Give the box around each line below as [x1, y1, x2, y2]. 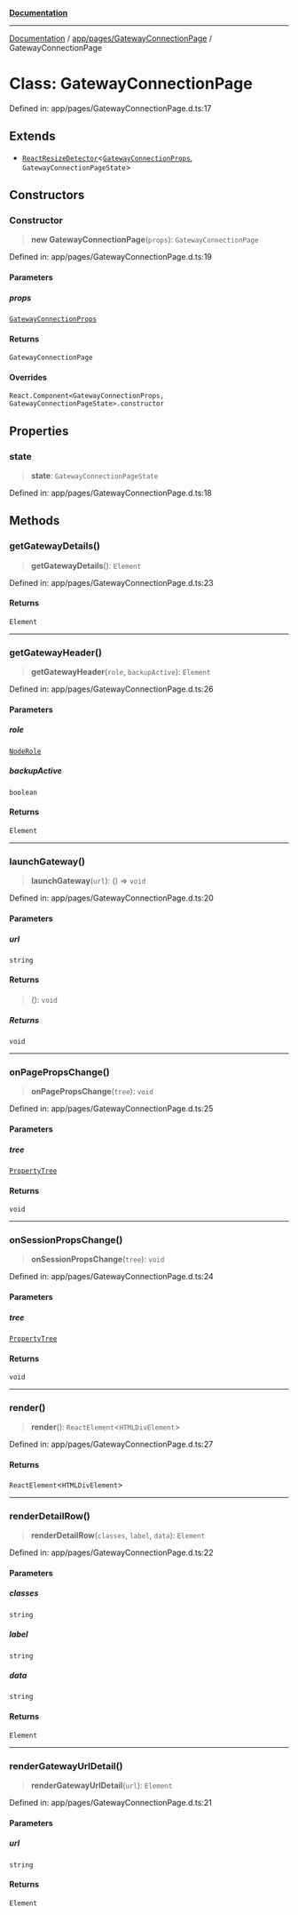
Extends [9, 129, 56, 144]
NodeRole [9, 747, 42, 756]
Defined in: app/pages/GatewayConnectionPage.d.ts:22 [9, 1547, 214, 1558]
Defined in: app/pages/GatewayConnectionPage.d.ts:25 [9, 1103, 214, 1114]
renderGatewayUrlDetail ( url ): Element [30, 1780, 173, 1791]
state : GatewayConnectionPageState [30, 470, 159, 481]
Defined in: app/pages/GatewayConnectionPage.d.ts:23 [9, 577, 215, 588]
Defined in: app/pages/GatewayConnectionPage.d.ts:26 [9, 684, 215, 694]
